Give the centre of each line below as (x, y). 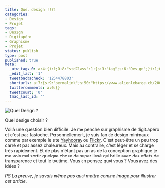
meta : (11, 64)
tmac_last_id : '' (27, 96)
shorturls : (21, 83)
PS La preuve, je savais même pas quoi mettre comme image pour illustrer (81, 176)
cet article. (16, 181)
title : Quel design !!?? (30, 10)
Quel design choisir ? (26, 120)
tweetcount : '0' (26, 92)
